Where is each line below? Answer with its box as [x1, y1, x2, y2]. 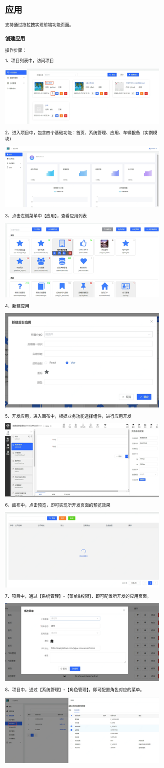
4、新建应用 [5, 303, 30, 309]
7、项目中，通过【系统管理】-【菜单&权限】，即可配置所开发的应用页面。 [5, 593, 151, 599]
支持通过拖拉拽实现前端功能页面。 [5, 22, 74, 27]
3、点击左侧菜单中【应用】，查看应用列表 [5, 212, 87, 218]
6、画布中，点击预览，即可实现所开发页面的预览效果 [5, 502, 111, 508]
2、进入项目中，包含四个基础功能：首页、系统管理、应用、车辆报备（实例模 [5, 130, 158, 135]
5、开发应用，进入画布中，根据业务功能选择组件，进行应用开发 [5, 413, 132, 419]
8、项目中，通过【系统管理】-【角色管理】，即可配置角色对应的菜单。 [5, 687, 145, 692]
